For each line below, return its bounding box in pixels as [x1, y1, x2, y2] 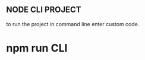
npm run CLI [6, 42, 68, 55]
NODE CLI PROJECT [6, 5, 81, 15]
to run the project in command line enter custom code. [6, 20, 140, 27]
